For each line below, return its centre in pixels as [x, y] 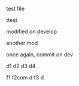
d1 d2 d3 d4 [21, 66]
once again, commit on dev [40, 55]
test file [16, 9]
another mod [22, 43]
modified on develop [32, 31]
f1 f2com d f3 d [25, 77]
